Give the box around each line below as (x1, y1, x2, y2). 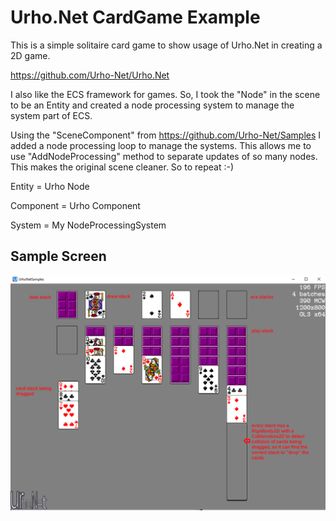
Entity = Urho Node (10, 180, 90, 192)
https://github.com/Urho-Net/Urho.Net (10, 69, 170, 81)
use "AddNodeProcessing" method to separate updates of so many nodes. (10, 150, 318, 162)
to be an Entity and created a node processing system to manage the (10, 99, 295, 111)
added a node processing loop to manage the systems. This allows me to (10, 139, 312, 151)
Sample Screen (10, 248, 107, 265)
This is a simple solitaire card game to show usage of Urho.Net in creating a (10, 39, 323, 51)
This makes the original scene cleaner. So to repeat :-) (10, 161, 234, 173)
